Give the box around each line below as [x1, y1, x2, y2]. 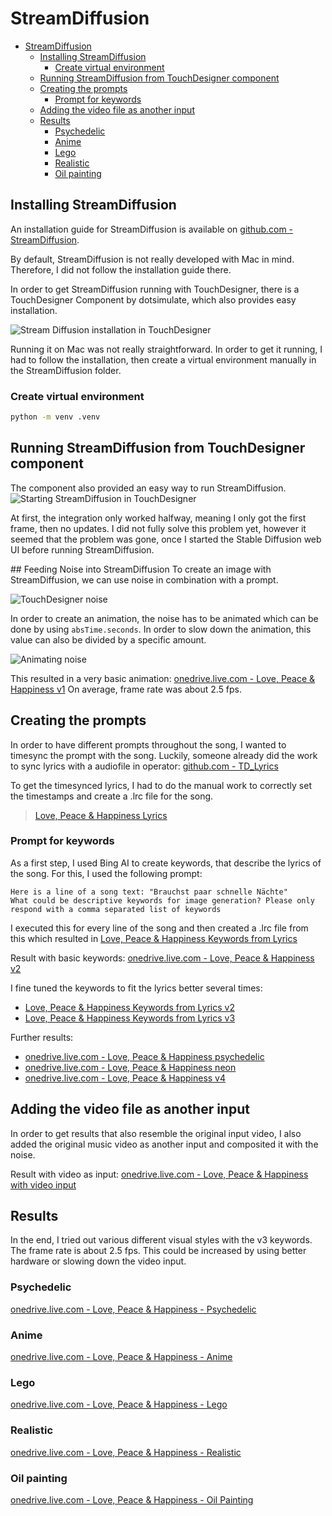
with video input [10, 1178, 77, 1191]
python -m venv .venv [10, 412, 101, 422]
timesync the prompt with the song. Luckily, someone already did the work [10, 749, 318, 761]
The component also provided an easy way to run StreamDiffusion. [10, 482, 287, 494]
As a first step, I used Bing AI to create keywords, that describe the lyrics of [10, 857, 322, 869]
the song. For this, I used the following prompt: [10, 867, 203, 879]
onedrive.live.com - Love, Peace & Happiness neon [24, 1061, 237, 1073]
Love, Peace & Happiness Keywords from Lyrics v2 [24, 1001, 235, 1013]
